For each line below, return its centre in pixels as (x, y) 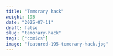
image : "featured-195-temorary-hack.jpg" (57, 44)
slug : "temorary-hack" (34, 33)
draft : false (22, 28)
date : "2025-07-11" (30, 22)
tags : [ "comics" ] (27, 38)
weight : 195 (20, 17)
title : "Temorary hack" (35, 11)
